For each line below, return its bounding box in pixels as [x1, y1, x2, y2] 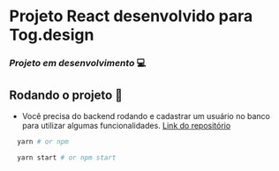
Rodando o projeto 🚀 [9, 87, 124, 102]
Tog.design [9, 25, 94, 45]
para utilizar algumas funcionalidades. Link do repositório [21, 120, 231, 130]
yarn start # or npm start [17, 152, 117, 162]
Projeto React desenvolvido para [9, 6, 253, 26]
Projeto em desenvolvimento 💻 [9, 57, 147, 70]
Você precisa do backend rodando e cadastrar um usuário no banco [21, 110, 271, 121]
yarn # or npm [17, 137, 69, 146]
